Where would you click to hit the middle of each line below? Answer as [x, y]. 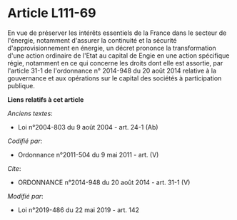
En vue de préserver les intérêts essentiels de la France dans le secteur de [117, 33]
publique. [21, 85]
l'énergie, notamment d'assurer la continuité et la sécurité [92, 40]
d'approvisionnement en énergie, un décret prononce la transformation [112, 48]
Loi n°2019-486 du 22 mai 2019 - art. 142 [79, 210]
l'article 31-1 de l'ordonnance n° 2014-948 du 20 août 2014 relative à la [112, 70]
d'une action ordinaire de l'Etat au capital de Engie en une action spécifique [118, 56]
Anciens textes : [30, 113]
